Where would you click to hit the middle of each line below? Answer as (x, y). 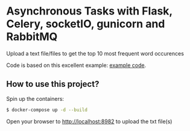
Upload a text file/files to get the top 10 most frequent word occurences (95, 53)
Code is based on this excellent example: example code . (76, 65)
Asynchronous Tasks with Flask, (90, 11)
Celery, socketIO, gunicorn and (86, 24)
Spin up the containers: (35, 98)
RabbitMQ (32, 37)
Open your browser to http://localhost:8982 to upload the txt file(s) (89, 121)
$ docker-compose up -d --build (47, 110)
